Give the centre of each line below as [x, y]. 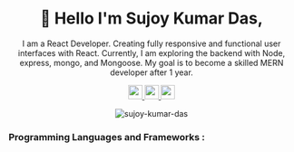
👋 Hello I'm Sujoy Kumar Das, [152, 19]
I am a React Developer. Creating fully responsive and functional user [152, 43]
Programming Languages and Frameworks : [107, 137]
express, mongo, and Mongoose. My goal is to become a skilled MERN [152, 62]
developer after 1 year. [152, 72]
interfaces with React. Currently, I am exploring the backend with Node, [152, 52]
